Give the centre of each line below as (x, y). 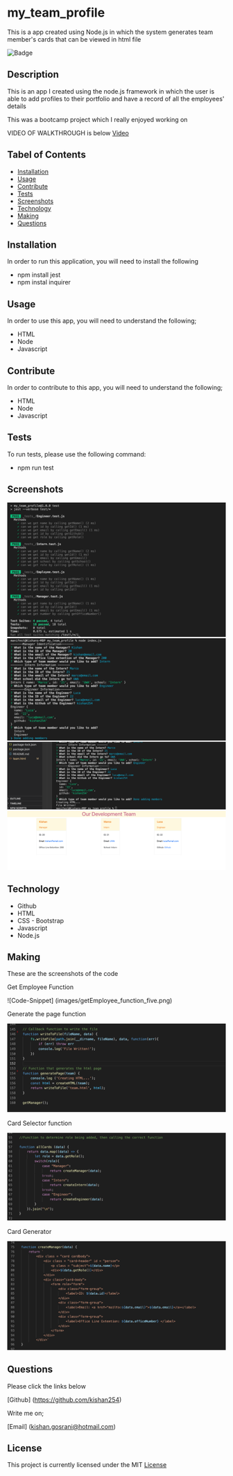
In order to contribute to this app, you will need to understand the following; (115, 387)
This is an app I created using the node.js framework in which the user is (111, 91)
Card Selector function (40, 1123)
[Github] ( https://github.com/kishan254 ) (64, 1400)
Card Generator (29, 1231)
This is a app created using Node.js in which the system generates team (110, 32)
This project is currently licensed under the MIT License (87, 1465)
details (17, 106)
